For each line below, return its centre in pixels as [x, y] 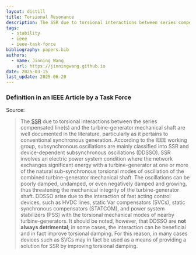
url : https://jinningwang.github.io [61, 66]
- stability [26, 33]
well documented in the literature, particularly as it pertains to [94, 134]
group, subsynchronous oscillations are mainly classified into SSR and [104, 147]
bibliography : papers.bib [37, 50]
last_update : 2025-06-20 [36, 77]
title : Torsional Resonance [40, 17]
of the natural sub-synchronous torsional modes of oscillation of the [102, 171]
